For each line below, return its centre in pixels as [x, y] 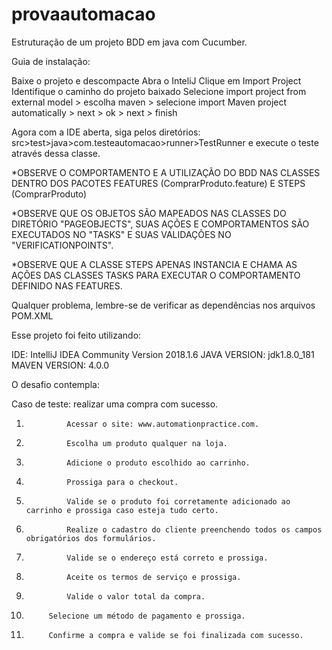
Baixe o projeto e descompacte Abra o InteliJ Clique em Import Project [156, 80]
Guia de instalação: [51, 61]
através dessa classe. [56, 153]
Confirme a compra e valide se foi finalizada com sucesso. [176, 635]
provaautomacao [83, 14]
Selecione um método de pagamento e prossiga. [147, 616]
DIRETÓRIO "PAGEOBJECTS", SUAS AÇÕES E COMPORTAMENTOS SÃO [160, 224]
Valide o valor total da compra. [136, 596]
